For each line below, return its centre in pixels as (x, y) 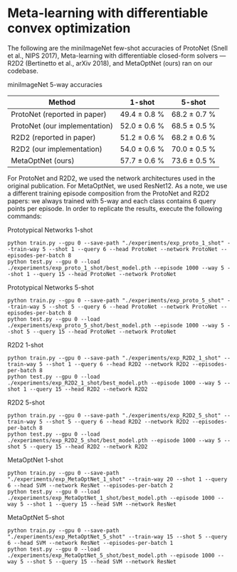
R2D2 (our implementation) (57, 149)
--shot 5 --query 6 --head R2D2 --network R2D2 (117, 422)
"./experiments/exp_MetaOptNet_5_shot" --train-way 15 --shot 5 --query (117, 536)
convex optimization (69, 28)
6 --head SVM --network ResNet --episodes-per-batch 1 (90, 543)
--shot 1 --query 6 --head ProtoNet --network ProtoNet (133, 249)
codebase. (23, 71)
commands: (25, 216)
